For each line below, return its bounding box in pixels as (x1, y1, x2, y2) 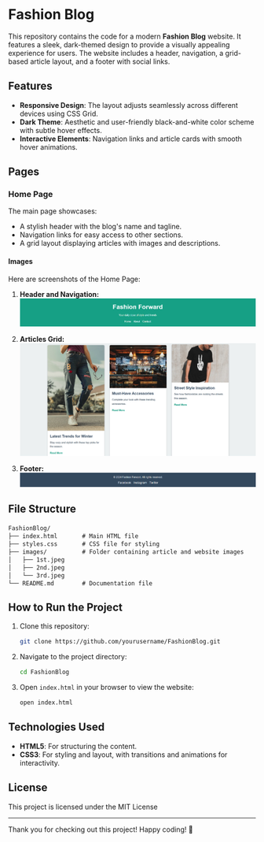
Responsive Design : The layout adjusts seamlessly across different (19, 100, 238, 109)
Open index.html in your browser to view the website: (19, 683, 194, 692)
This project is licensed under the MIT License (8, 802, 159, 811)
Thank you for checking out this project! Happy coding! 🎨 (8, 825, 194, 834)
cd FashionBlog (19, 668, 70, 677)
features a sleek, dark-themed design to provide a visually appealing (8, 39, 230, 49)
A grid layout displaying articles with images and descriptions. (19, 239, 221, 248)
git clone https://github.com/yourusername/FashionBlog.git (19, 638, 221, 646)
